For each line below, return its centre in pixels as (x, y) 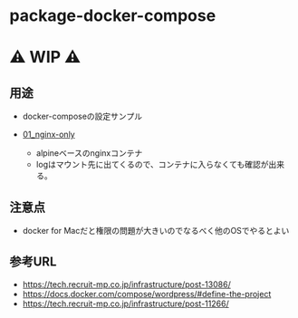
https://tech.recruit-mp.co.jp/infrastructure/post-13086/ (126, 284)
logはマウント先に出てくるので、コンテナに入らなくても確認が (152, 165)
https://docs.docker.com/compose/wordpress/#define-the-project (147, 294)
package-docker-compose (113, 16)
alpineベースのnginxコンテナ (89, 153)
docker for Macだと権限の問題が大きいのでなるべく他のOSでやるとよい (156, 231)
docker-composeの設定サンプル (82, 116)
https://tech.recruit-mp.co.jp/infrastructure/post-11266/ (125, 304)
